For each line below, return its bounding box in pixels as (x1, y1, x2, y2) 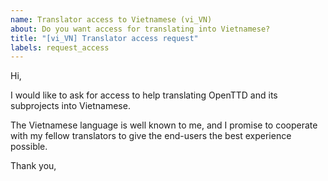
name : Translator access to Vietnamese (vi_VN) (10, 14, 213, 25)
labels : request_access (10, 42, 110, 53)
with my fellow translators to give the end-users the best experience (10, 130, 292, 142)
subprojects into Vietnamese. (10, 100, 131, 112)
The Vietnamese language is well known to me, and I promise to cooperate (10, 119, 318, 131)
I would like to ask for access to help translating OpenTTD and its (10, 89, 278, 101)
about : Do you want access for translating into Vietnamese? (10, 24, 271, 34)
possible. (10, 141, 48, 153)
